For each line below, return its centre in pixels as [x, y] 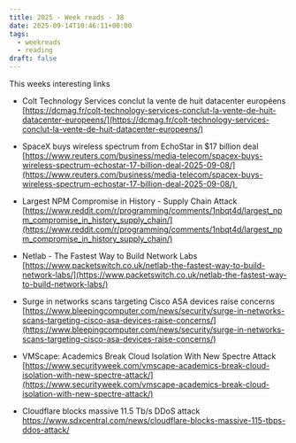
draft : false [33, 58]
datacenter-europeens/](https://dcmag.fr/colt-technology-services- [146, 120]
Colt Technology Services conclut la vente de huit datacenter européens [154, 101]
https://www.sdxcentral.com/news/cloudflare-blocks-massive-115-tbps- [154, 420]
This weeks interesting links [60, 84]
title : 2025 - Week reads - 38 [67, 17]
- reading [35, 51]
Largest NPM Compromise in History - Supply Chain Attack [129, 201]
